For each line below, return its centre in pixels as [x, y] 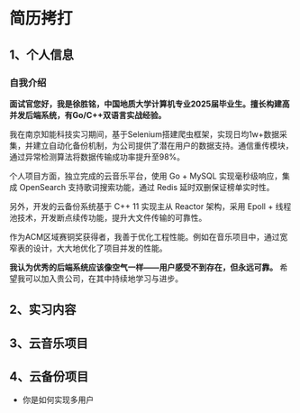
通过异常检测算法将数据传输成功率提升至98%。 [97, 156]
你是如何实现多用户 [58, 400]
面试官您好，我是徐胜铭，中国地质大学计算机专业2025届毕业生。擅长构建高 [150, 104]
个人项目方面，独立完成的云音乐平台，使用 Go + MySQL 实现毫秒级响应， [146, 176]
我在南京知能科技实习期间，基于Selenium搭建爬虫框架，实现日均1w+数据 [145, 134]
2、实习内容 [43, 310]
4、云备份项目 [49, 376]
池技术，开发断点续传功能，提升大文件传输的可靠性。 [108, 217]
